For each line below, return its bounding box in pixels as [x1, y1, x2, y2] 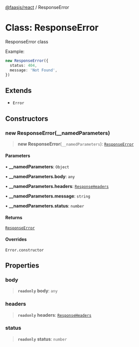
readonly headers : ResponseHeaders [17, 312, 92, 318]
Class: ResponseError [5, 22, 99, 33]
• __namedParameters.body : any [5, 174, 75, 180]
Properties [5, 261, 39, 270]
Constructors [5, 114, 49, 123]
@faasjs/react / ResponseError [5, 5, 69, 10]
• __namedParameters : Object [5, 164, 69, 170]
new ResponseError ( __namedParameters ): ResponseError [17, 141, 134, 147]
